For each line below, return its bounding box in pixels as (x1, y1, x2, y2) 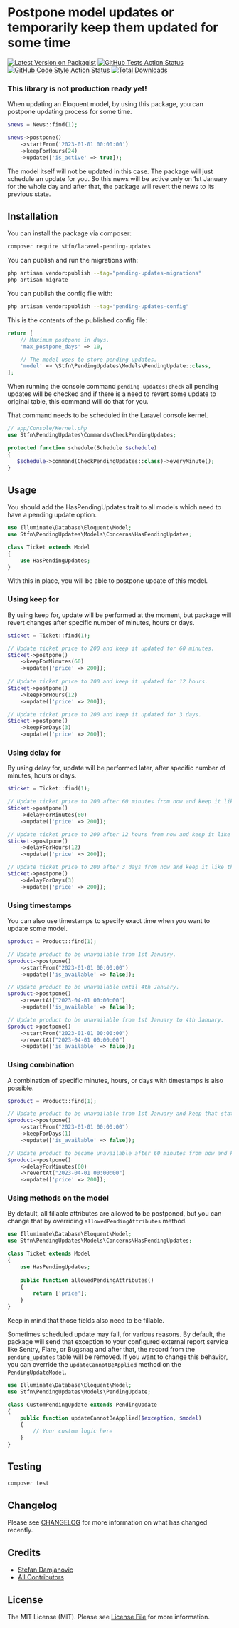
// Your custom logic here (33, 1428, 113, 1435)
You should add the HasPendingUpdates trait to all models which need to (7, 503, 222, 512)
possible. (7, 1084, 34, 1092)
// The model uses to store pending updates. (20, 356, 158, 363)
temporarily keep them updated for (7, 19, 218, 36)
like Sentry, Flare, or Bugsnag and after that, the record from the (7, 1345, 196, 1354)
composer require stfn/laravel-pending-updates (7, 243, 152, 250)
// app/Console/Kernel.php (7, 425, 87, 432)
